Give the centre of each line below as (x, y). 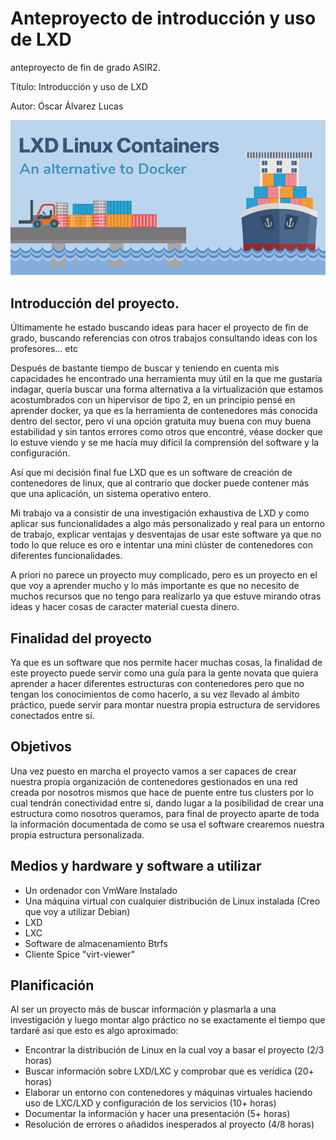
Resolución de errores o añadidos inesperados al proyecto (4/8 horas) (169, 1124)
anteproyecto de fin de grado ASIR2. (85, 67)
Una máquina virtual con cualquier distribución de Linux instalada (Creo (172, 901)
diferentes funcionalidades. (66, 556)
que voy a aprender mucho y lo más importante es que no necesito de (155, 586)
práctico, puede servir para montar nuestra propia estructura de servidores (165, 704)
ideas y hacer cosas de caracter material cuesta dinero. (125, 607)
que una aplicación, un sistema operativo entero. (111, 494)
